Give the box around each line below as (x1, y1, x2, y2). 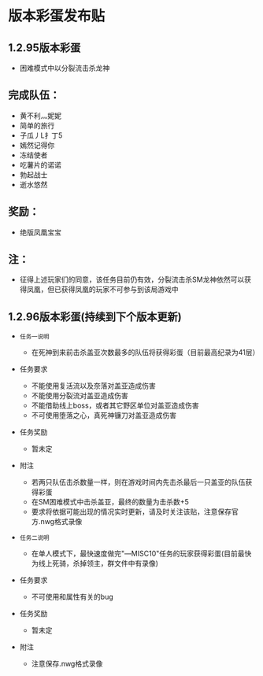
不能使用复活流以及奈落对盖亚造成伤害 (31, 381, 156, 390)
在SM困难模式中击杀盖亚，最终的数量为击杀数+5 (31, 497, 189, 507)
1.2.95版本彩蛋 (8, 41, 81, 54)
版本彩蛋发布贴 (8, 7, 106, 25)
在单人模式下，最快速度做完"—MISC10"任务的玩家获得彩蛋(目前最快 (31, 549, 252, 559)
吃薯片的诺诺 (19, 160, 61, 169)
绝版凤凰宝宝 (19, 227, 61, 237)
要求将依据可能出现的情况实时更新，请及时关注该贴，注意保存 (31, 507, 232, 516)
